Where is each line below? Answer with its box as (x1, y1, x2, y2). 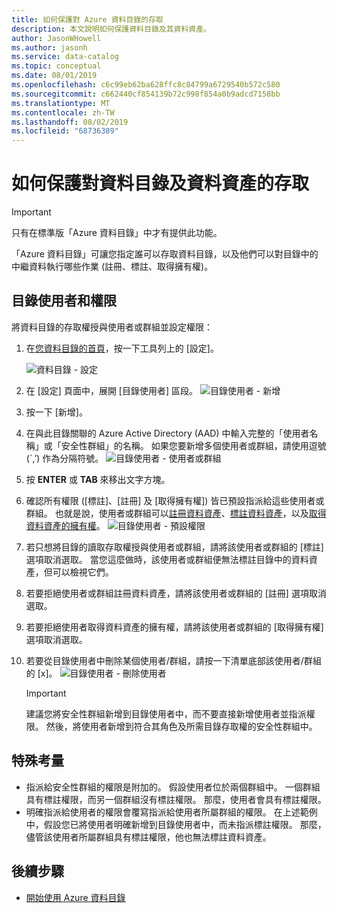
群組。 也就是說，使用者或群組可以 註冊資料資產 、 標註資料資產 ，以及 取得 (25, 507, 327, 519)
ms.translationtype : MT (11, 98, 111, 108)
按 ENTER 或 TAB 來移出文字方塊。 (25, 473, 171, 485)
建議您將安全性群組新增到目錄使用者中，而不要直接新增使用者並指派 (25, 707, 307, 720)
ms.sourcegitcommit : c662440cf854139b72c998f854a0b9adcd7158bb (11, 89, 281, 99)
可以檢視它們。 (52, 566, 114, 578)
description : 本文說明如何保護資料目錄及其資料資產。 (11, 24, 212, 34)
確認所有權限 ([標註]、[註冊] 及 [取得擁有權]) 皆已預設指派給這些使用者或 (25, 494, 325, 506)
